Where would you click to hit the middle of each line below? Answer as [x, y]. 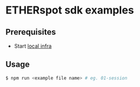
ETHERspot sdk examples [70, 10]
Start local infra [33, 46]
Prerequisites [31, 32]
